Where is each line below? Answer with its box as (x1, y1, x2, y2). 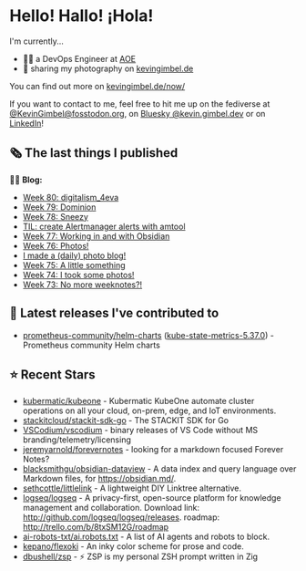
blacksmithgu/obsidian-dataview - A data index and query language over (22, 463, 297, 474)
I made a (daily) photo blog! (22, 250, 127, 261)
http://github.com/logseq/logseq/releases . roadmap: (22, 512, 220, 523)
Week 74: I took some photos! (22, 269, 135, 280)
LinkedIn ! (9, 118, 44, 129)
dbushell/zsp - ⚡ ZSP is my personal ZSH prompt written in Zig (22, 551, 258, 562)
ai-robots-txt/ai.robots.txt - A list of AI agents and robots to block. (22, 531, 270, 543)
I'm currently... (9, 36, 64, 47)
